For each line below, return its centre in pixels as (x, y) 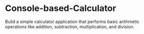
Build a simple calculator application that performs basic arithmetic (72, 22)
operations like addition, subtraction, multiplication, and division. (70, 26)
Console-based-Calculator (61, 8)
